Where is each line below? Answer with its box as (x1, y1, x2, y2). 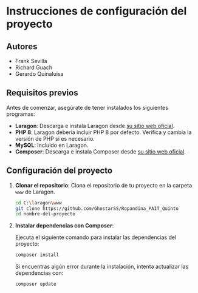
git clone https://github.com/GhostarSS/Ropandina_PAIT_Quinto (15, 205, 179, 212)
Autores (6, 41, 38, 52)
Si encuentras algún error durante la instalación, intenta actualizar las (15, 263, 189, 271)
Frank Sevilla (15, 58, 47, 64)
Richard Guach (15, 64, 53, 71)
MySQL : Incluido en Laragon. (15, 141, 89, 149)
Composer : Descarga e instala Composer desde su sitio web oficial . (15, 147, 186, 155)
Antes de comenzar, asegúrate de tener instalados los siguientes (6, 104, 169, 111)
